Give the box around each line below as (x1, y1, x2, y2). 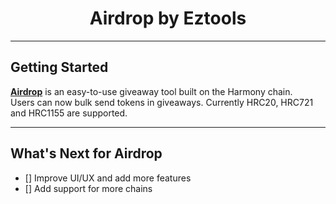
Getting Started (10, 59, 109, 76)
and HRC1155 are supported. (10, 107, 128, 119)
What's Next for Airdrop (10, 145, 163, 162)
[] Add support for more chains (24, 182, 153, 194)
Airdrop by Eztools (89, 7, 247, 30)
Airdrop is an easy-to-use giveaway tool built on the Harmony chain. (10, 85, 293, 97)
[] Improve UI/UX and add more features (24, 172, 192, 184)
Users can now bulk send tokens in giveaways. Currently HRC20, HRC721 (10, 96, 314, 108)
